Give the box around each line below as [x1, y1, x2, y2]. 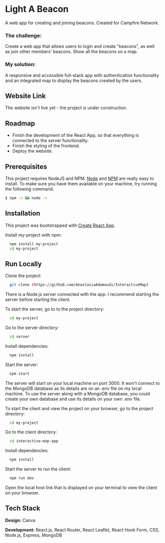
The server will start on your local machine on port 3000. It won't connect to [5, 380, 160, 386]
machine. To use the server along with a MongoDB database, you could [5, 390, 150, 396]
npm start [9, 371, 30, 376]
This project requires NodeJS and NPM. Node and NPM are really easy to [5, 175, 154, 181]
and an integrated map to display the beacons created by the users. [5, 78, 143, 84]
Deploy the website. [12, 148, 53, 154]
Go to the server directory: [5, 325, 59, 331]
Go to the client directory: [5, 429, 57, 435]
